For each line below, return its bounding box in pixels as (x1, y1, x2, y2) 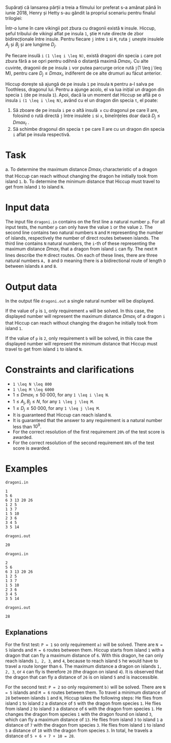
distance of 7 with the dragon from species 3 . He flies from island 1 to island (5, 722, 165, 728)
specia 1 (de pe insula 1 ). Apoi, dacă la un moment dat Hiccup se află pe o (5, 92, 161, 98)
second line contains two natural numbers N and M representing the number (5, 229, 163, 236)
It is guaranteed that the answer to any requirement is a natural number (12, 417, 162, 423)
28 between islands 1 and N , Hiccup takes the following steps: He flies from (5, 694, 163, 701)
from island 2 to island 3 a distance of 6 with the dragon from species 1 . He (5, 705, 162, 712)
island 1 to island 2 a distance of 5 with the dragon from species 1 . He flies (5, 700, 161, 706)
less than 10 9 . (12, 423, 42, 430)
